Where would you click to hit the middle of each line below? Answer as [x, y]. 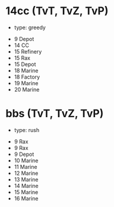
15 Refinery [28, 51]
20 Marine [27, 89]
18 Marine [26, 70]
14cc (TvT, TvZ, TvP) [57, 11]
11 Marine [26, 167]
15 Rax [22, 58]
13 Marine [26, 179]
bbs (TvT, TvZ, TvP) [55, 114]
